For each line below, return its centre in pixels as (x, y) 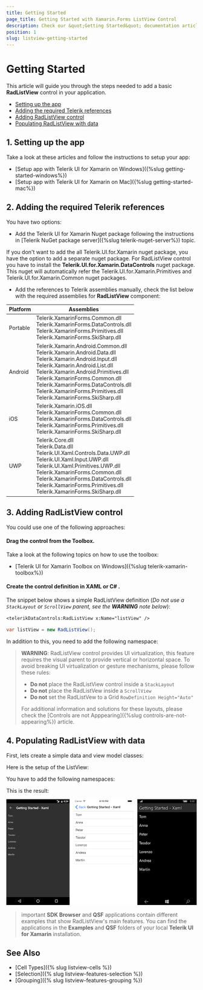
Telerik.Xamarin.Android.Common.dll (82, 346)
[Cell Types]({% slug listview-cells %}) (63, 968)
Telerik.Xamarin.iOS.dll (64, 406)
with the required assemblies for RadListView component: (88, 296)
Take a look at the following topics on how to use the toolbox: (82, 554)
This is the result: (28, 790)
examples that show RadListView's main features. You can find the (104, 921)
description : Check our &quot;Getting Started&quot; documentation (93, 25)
